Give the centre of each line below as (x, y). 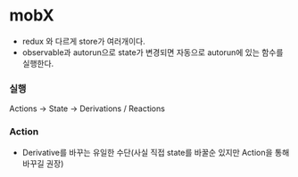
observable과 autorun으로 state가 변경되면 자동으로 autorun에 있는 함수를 (153, 52)
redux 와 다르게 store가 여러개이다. (83, 41)
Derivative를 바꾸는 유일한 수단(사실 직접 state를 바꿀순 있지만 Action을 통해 (156, 152)
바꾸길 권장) (43, 163)
